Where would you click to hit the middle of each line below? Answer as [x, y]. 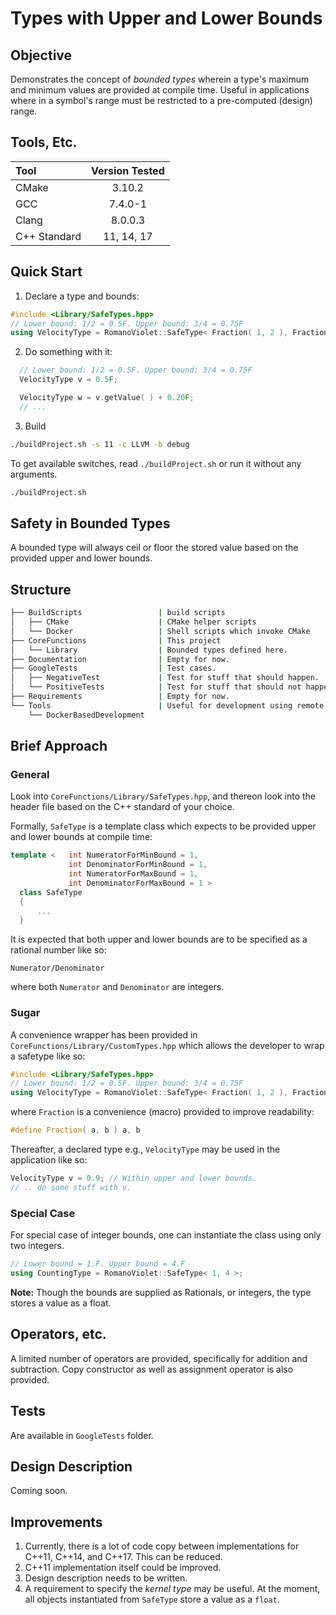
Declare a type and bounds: [82, 296]
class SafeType [51, 892]
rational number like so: [58, 950]
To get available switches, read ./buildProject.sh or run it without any [156, 463]
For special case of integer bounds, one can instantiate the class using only [166, 1235]
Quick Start [46, 272]
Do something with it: [68, 352]
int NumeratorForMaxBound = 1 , [133, 874]
